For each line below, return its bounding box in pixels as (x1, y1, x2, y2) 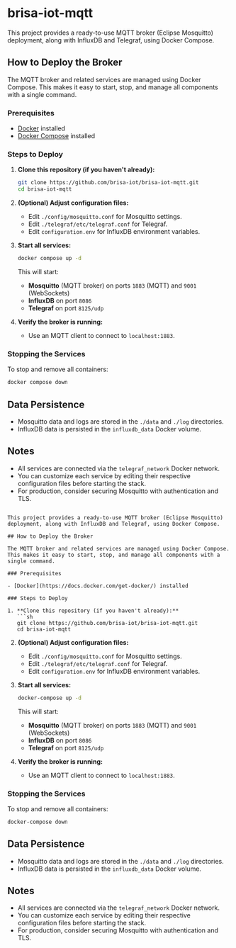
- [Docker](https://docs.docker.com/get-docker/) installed (7, 582, 189, 589)
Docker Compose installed (17, 132, 96, 140)
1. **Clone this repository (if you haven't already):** (7, 607, 179, 614)
